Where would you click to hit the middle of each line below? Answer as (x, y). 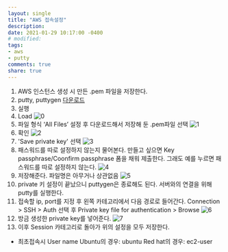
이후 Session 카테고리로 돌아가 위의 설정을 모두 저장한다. (93, 227)
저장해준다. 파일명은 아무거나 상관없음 (68, 175)
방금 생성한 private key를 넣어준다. (64, 218)
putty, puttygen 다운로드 (51, 99)
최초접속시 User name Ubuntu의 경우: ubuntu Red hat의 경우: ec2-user (115, 241)
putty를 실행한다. (41, 192)
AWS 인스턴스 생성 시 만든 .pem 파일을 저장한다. (83, 91)
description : (26, 26)
